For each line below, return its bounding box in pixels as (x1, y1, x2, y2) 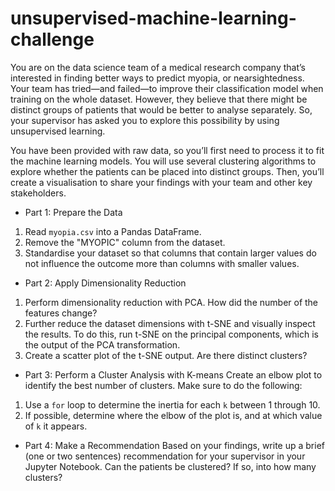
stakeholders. (10, 187, 67, 199)
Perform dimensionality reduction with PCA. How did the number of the (24, 296, 319, 308)
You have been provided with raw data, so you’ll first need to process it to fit (10, 144, 325, 156)
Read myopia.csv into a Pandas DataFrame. (24, 225, 202, 237)
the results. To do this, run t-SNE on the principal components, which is (24, 328, 319, 340)
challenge (10, 28, 95, 51)
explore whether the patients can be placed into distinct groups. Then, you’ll (10, 165, 325, 177)
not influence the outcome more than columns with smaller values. (24, 257, 300, 269)
